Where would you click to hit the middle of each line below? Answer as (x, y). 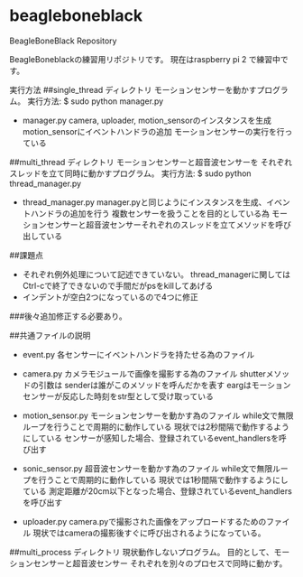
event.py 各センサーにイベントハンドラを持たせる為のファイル (138, 354)
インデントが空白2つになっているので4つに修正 (110, 297)
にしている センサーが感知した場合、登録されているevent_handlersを (151, 438)
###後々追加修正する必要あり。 (69, 316)
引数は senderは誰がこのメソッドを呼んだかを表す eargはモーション (165, 385)
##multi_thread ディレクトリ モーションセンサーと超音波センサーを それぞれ (151, 162)
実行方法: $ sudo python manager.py (95, 101)
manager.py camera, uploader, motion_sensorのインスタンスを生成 (147, 120)
